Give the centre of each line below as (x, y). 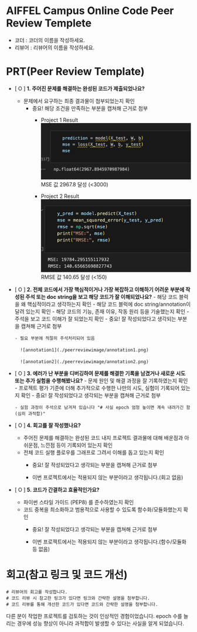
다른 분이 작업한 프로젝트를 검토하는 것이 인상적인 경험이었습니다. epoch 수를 (94, 616)
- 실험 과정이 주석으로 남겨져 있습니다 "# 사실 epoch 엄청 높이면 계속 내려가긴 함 (102, 407)
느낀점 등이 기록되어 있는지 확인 (77, 445)
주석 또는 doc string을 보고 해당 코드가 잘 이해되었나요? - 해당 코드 (101, 296)
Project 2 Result (60, 196)
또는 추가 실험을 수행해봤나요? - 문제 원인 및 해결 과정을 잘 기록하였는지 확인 (101, 380)
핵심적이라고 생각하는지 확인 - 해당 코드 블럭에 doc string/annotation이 (109, 304)
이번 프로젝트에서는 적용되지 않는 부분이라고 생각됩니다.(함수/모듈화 (109, 542)
